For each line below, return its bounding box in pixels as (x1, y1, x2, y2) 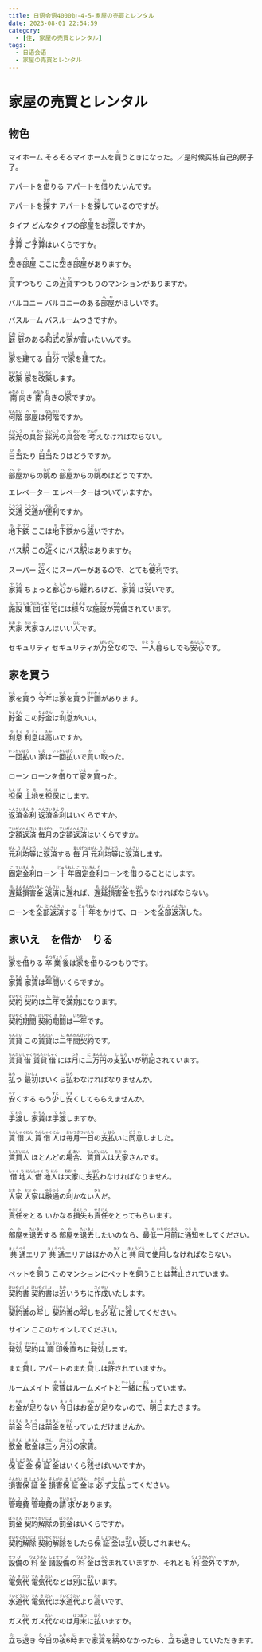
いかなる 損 (45, 1211, 80, 1220)
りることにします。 (136, 868, 200, 877)
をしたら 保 (65, 1538, 101, 1548)
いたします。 (107, 1288, 150, 1297)
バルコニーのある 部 (45, 298, 108, 308)
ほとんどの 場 (30, 1152, 73, 1162)
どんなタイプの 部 (30, 220, 88, 230)
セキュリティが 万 (51, 642, 108, 652)
